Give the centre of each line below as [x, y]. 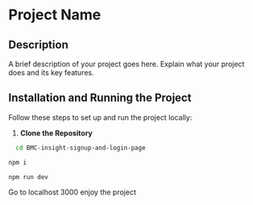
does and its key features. [51, 73]
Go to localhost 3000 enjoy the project [73, 192]
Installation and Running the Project [100, 98]
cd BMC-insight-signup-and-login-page [81, 148]
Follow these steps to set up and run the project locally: [100, 117]
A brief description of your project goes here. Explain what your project [126, 64]
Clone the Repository [56, 133]
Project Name [55, 15]
